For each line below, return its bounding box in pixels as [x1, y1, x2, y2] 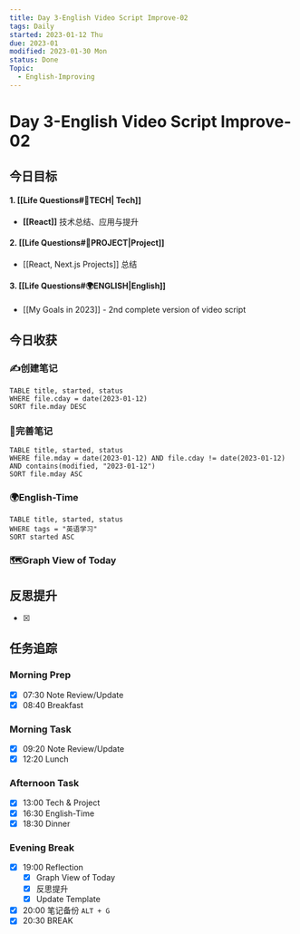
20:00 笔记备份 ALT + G [22, 905, 111, 916]
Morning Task [9, 723, 72, 735]
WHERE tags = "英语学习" [9, 525, 98, 534]
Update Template [35, 894, 102, 905]
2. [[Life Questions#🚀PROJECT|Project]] [9, 238, 165, 248]
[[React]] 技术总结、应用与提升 [22, 216, 139, 227]
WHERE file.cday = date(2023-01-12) [9, 394, 148, 404]
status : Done [9, 55, 59, 64]
